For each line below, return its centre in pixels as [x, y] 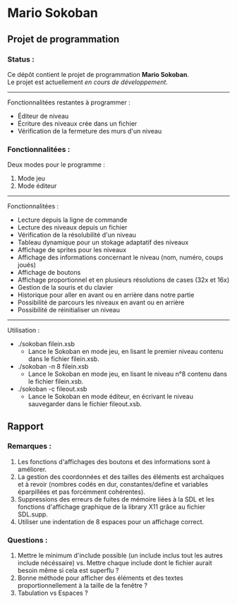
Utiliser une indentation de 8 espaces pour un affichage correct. [111, 521]
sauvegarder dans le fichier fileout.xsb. [85, 404]
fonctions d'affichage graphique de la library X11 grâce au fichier [111, 507]
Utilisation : [24, 331]
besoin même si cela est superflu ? [68, 571]
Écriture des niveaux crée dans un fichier [77, 123]
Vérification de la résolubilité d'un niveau [77, 235]
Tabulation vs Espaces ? [53, 593]
